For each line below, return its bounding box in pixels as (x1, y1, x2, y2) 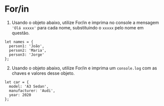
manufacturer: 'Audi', (9, 88, 55, 93)
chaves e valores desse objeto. (11, 70, 75, 76)
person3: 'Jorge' (9, 52, 45, 57)
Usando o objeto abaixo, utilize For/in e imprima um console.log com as (11, 65, 158, 71)
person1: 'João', (9, 43, 45, 48)
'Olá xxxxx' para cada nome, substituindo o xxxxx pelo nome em (11, 24, 144, 30)
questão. (11, 30, 30, 36)
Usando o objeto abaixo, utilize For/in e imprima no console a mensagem (11, 20, 159, 25)
